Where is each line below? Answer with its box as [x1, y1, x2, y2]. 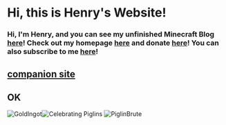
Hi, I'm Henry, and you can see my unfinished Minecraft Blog [7, 30, 215, 39]
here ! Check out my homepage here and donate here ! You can [7, 38, 219, 48]
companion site [7, 68, 76, 80]
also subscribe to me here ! [7, 47, 99, 57]
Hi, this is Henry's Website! [7, 5, 167, 21]
